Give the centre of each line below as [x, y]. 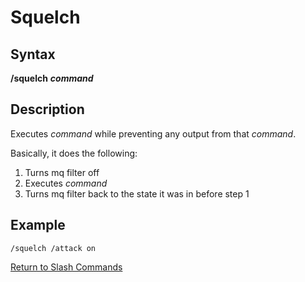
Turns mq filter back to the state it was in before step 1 [137, 193]
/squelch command [52, 78]
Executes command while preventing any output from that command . [153, 133]
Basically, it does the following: [74, 153]
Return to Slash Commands [66, 267]
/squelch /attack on [53, 248]
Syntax [33, 54]
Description [47, 109]
